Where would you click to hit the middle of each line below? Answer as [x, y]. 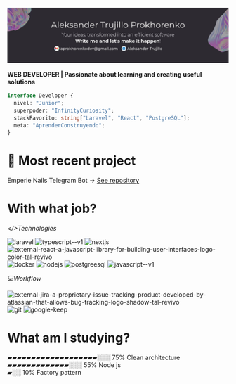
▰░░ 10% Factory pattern [45, 373]
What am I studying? [69, 338]
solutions [21, 82]
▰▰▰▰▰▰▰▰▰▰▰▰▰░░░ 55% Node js [64, 365]
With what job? [52, 209]
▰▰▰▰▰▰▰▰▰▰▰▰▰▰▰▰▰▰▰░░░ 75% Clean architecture [94, 358]
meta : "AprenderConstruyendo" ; [59, 125]
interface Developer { [40, 96]
